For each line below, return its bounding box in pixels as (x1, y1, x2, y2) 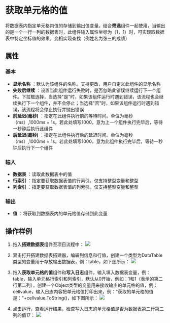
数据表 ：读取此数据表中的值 (12, 171, 72, 177)
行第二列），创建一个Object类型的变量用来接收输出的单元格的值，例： (12, 282, 158, 288)
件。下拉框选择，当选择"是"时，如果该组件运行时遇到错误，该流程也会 (12, 93, 159, 100)
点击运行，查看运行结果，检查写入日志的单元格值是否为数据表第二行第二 (12, 306, 164, 312)
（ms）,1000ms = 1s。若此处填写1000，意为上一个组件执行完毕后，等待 (12, 119, 163, 125)
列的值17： (12, 312, 36, 318)
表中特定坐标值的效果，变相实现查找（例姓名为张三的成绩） (5, 35, 130, 41)
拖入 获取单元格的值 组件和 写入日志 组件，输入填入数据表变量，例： (12, 269, 151, 276)
